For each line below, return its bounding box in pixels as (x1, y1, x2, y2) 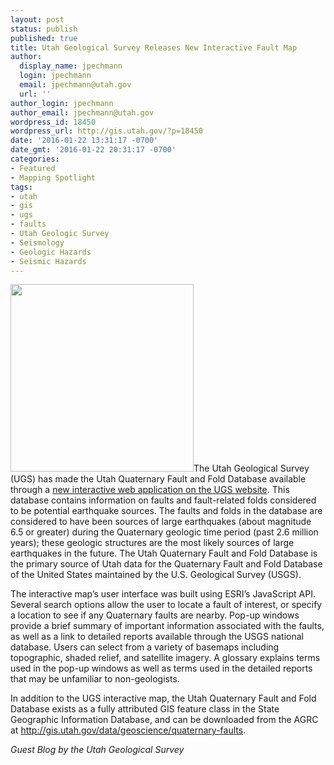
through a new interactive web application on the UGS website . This (10, 484, 290, 496)
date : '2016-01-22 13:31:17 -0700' (10, 136, 159, 146)
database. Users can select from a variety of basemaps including (10, 641, 280, 653)
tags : (10, 182, 33, 192)
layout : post (10, 14, 65, 25)
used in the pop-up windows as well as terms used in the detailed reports (10, 662, 313, 675)
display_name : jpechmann (19, 61, 123, 71)
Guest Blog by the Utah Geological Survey (10, 744, 185, 756)
